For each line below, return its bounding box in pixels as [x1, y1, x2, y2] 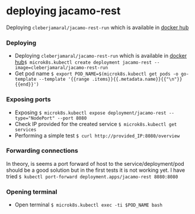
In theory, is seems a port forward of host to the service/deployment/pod [6, 160, 185, 167]
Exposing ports [6, 95, 52, 103]
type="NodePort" [14, 115, 55, 121]
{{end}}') [14, 81, 40, 87]
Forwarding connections [6, 147, 78, 155]
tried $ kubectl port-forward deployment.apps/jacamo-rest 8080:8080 [6, 172, 178, 180]
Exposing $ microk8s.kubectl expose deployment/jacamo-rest [14, 109, 167, 116]
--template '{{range [39, 76, 90, 83]
